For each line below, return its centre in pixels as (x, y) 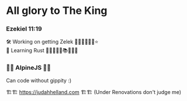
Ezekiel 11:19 (24, 29)
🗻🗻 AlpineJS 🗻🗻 (29, 68)
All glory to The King (57, 11)
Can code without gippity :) (39, 80)
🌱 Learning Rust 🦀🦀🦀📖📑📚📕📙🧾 (42, 50)
